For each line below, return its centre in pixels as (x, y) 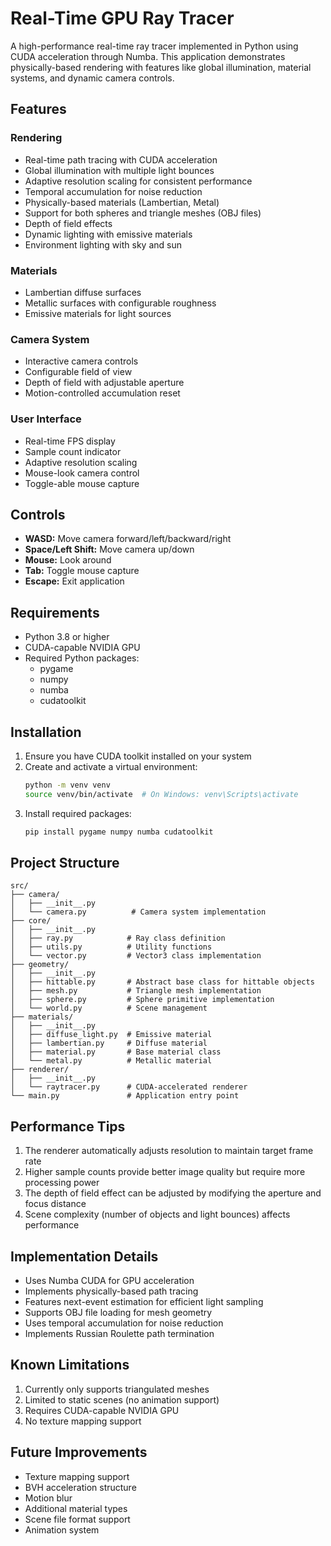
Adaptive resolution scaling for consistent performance (138, 181)
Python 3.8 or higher (67, 637)
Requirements (55, 612)
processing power (62, 1183)
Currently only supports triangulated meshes (117, 1389)
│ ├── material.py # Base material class (116, 1052)
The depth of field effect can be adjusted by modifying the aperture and (173, 1193)
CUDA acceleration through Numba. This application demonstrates (148, 56)
